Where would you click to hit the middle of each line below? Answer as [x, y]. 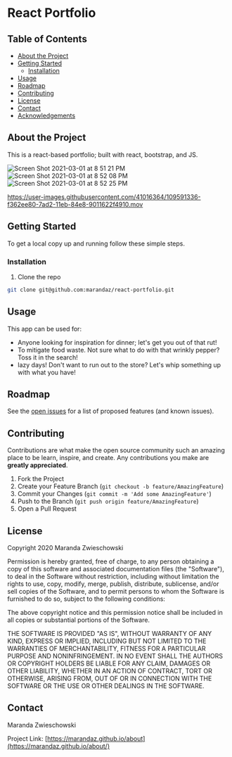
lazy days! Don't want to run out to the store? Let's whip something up [119, 364]
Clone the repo [39, 276]
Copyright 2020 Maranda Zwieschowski [65, 548]
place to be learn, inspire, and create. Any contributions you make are [108, 458]
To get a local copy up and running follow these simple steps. [96, 243]
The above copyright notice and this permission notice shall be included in [115, 613]
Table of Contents [47, 39]
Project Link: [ [27, 738]
